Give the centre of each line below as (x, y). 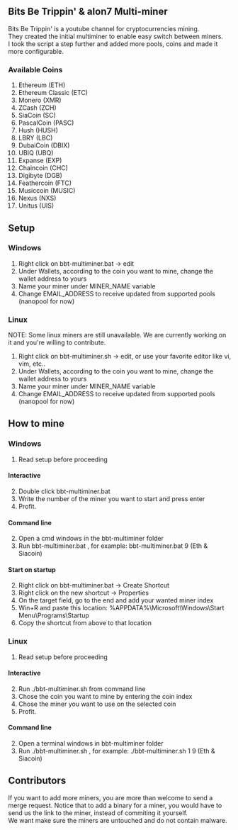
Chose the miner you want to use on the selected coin (97, 704)
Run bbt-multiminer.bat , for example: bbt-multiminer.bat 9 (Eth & (113, 546)
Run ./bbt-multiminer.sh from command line (82, 689)
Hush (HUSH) (38, 130)
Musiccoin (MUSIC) (47, 191)
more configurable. (36, 51)
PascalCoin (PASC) (46, 123)
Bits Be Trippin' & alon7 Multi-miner (88, 12)
